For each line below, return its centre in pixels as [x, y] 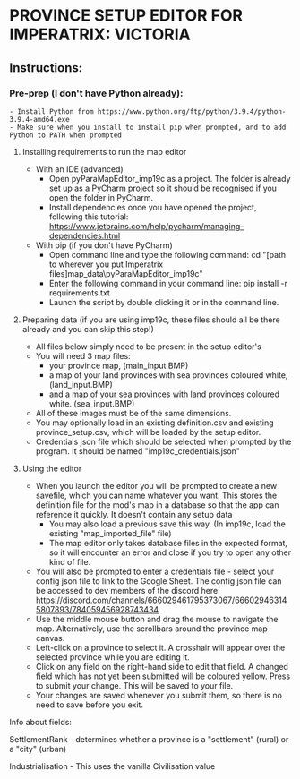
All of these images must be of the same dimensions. [133, 413]
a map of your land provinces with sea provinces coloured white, [168, 375]
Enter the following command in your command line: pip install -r [168, 283]
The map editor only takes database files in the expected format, [168, 543]
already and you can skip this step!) [88, 329]
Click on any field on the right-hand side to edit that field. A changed [162, 666]
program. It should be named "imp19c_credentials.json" [137, 451]
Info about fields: [40, 722]
